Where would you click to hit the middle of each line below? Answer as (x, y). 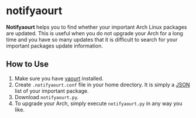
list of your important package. (51, 91)
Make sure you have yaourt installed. (59, 78)
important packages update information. (55, 46)
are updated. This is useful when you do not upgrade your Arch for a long (94, 33)
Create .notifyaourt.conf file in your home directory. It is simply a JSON (102, 85)
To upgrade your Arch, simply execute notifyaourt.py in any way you (98, 103)
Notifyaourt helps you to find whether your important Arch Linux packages (97, 27)
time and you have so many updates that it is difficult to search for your (92, 39)
